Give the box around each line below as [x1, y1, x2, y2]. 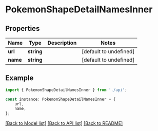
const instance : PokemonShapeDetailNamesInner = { [5, 97, 116, 102]
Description [47, 40, 77, 46]
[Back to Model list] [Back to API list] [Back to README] [5, 120, 123, 126]
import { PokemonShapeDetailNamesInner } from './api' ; [5, 87, 127, 92]
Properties [5, 24, 40, 33]
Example [5, 73, 34, 83]
